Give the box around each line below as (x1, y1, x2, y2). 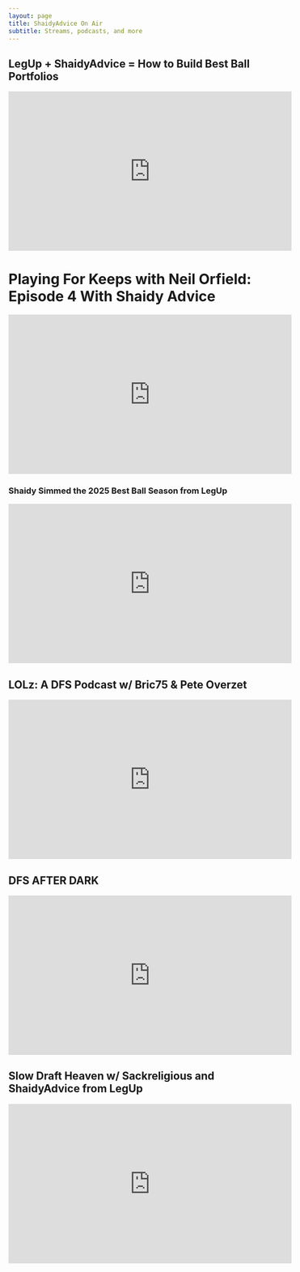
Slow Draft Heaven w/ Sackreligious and (8, 1070, 215, 1083)
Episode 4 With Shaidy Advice (8, 287, 216, 306)
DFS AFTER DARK (8, 874, 99, 887)
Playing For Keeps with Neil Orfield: (8, 270, 252, 288)
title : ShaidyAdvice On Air (8, 19, 104, 28)
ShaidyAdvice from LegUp (8, 1082, 143, 1095)
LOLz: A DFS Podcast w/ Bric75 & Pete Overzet (8, 678, 247, 691)
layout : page (8, 11, 53, 20)
